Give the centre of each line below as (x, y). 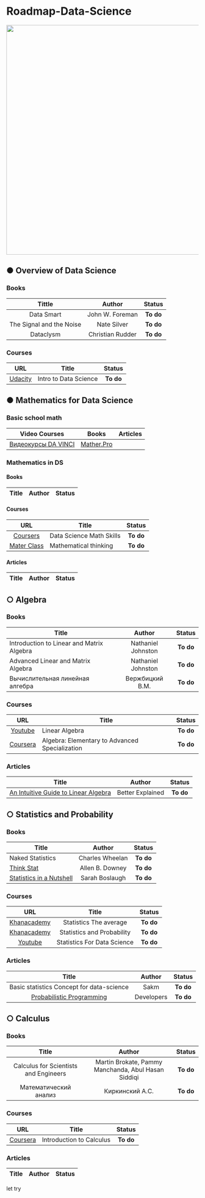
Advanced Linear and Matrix (50, 661)
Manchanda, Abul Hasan (129, 1070)
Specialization (62, 748)
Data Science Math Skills (85, 535)
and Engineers (45, 1074)
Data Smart (46, 314)
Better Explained (141, 793)
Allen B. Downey (103, 868)
